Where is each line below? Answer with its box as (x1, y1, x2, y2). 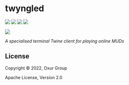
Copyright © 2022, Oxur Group (5, 65, 67, 71)
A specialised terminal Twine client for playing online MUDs (5, 38, 125, 44)
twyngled (5, 3, 45, 14)
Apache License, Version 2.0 (5, 74, 63, 80)
